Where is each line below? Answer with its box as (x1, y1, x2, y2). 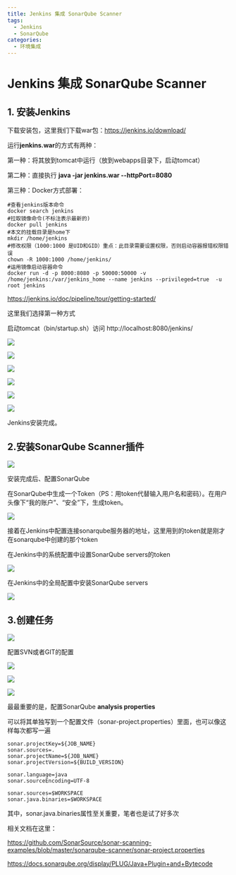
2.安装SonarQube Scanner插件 (7, 441, 144, 453)
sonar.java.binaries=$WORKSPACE (7, 795, 102, 803)
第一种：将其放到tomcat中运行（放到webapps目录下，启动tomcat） (7, 156, 204, 164)
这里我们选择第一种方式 (7, 309, 75, 318)
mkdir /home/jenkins (7, 235, 68, 242)
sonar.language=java (7, 771, 68, 778)
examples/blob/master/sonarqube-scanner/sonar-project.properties (7, 845, 206, 854)
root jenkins (7, 282, 46, 289)
